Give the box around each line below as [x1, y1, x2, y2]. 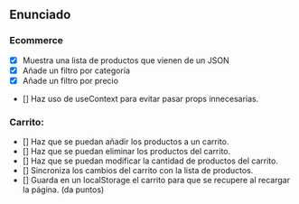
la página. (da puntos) [22, 184, 105, 195]
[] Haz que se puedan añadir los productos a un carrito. [22, 136, 229, 147]
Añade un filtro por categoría [22, 65, 131, 76]
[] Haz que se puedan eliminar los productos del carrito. [22, 146, 231, 157]
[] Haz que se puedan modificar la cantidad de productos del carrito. [22, 155, 278, 166]
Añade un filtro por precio [22, 75, 119, 86]
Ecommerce [9, 34, 63, 47]
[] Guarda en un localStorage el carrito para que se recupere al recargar [22, 175, 291, 186]
